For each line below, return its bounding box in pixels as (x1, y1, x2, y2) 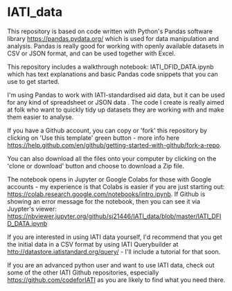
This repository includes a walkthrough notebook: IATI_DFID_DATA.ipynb (7, 62, 214, 71)
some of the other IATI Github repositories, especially (7, 268, 159, 276)
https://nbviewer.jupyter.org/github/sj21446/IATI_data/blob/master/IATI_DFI (7, 212, 222, 220)
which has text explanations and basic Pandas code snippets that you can (7, 70, 218, 78)
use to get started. (7, 77, 60, 85)
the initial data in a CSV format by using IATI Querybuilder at (7, 240, 179, 248)
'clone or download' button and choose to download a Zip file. (7, 161, 185, 170)
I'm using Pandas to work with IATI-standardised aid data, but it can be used (7, 91, 225, 99)
